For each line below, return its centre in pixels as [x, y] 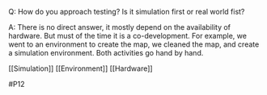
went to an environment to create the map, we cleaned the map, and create [134, 44]
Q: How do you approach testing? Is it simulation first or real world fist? [127, 12]
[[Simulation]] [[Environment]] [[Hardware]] [81, 68]
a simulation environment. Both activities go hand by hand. [106, 53]
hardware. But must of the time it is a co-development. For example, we [127, 36]
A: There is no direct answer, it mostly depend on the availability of [120, 27]
